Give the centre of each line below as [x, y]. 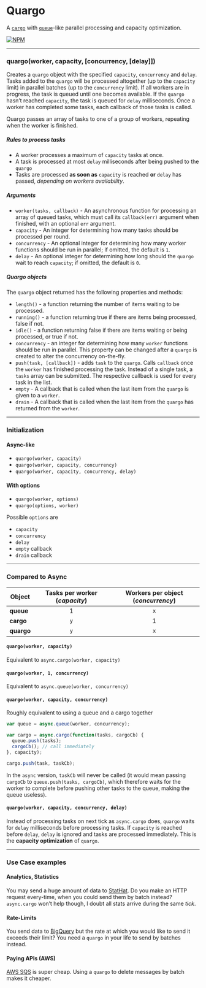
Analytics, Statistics [33, 877]
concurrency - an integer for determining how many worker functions [101, 343]
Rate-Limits [21, 917]
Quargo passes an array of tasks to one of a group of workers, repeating [98, 119]
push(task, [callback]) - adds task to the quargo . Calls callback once [104, 363]
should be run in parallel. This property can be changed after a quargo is [106, 350]
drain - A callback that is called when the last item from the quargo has [105, 402]
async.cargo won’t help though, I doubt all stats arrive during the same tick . [101, 903]
